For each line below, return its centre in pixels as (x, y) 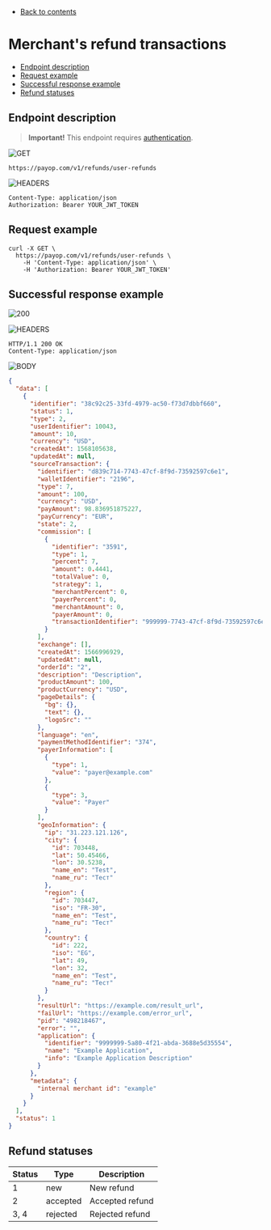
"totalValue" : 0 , (81, 577)
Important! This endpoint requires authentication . (110, 138)
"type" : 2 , (48, 419)
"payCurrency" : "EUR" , (75, 517)
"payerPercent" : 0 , (84, 599)
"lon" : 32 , (70, 968)
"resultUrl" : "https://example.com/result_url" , (121, 1006)
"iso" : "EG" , (73, 953)
